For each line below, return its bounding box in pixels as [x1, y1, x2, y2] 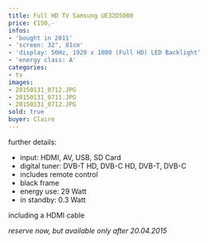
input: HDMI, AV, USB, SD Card [19, 152, 121, 162]
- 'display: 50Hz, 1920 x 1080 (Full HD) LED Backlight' [8, 49, 202, 57]
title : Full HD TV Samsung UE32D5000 [8, 11, 134, 20]
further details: [8, 137, 57, 147]
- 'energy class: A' [8, 57, 77, 65]
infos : [8, 26, 30, 34]
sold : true [8, 108, 45, 116]
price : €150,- [8, 19, 56, 27]
